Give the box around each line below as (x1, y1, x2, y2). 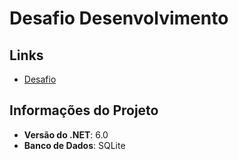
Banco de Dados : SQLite (23, 139, 126, 151)
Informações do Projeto (9, 102, 159, 119)
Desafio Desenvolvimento (9, 7, 229, 30)
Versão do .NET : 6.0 (23, 128, 109, 141)
